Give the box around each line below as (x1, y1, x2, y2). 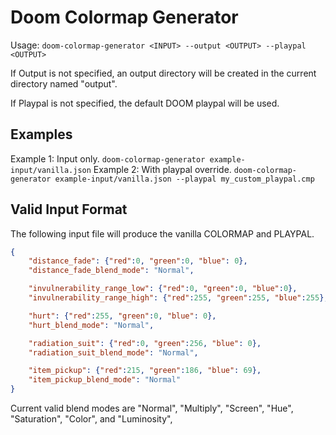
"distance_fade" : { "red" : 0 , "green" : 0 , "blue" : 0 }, (28, 256, 248, 266)
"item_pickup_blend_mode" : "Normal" (28, 375, 182, 385)
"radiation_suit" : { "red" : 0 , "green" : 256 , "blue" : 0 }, (28, 338, 262, 348)
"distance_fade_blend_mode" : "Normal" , (28, 266, 195, 276)
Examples (10, 126, 73, 143)
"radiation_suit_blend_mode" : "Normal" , (28, 347, 199, 358)
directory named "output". (10, 77, 118, 90)
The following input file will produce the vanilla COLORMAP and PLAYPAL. (10, 227, 315, 240)
